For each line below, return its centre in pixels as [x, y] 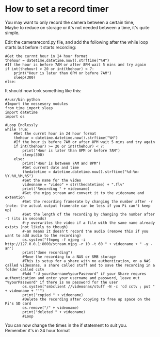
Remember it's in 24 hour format [38, 330]
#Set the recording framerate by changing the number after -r [88, 202]
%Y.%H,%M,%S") [19, 176]
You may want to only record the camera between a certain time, [70, 22]
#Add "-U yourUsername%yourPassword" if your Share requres [84, 274]
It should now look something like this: [43, 90]
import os [15, 117]
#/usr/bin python [23, 100]
